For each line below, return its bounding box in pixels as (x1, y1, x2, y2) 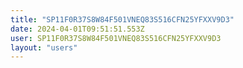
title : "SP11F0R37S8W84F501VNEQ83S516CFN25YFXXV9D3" (10, 14, 235, 25)
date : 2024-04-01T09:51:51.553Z (10, 24, 145, 34)
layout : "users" (10, 42, 78, 53)
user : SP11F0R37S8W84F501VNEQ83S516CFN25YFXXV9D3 (10, 33, 222, 43)
